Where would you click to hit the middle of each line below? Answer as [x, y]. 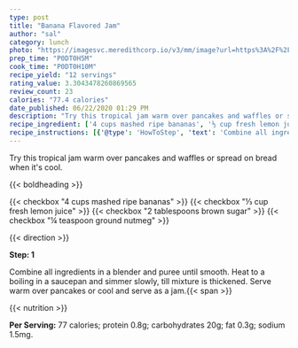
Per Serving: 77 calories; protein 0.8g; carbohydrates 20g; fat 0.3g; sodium [147, 325]
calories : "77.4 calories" [59, 100]
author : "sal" [35, 34]
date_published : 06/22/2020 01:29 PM [79, 108]
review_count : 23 [41, 91]
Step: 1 [22, 254]
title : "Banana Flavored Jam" [65, 26]
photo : [21, 50]
